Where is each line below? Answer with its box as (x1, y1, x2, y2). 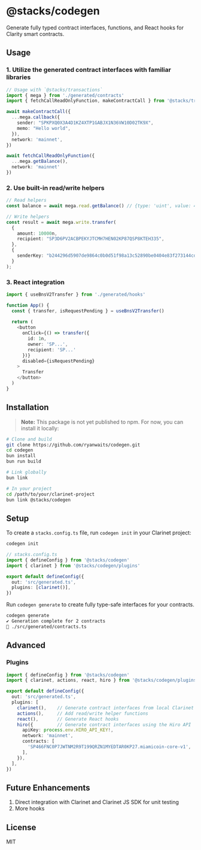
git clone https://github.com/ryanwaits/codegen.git (6, 442, 141, 448)
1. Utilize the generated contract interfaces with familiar (6, 66, 172, 74)
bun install (6, 453, 36, 459)
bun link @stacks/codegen (6, 497, 71, 503)
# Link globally (6, 469, 47, 475)
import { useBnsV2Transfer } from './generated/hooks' (6, 292, 146, 297)
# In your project (6, 485, 52, 491)
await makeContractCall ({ (6, 109, 71, 115)
